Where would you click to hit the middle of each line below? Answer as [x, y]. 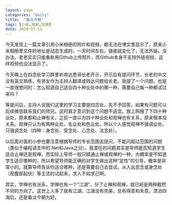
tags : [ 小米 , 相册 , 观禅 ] [28, 24]
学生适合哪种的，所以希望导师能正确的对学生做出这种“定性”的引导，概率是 [84, 161]
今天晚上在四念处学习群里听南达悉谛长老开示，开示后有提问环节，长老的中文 [86, 74]
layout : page [19, 10]
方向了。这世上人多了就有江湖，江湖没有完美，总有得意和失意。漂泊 [90, 191]
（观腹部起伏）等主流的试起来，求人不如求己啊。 [57, 174]
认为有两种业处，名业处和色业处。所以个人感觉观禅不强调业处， [99, 124]
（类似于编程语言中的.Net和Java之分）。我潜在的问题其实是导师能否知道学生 [85, 148]
